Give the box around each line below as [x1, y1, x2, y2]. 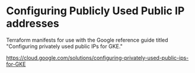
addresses [6, 17, 59, 30]
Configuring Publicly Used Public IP [6, 4, 185, 18]
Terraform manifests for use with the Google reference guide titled [6, 36, 168, 43]
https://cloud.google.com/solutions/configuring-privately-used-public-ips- [6, 54, 189, 61]
